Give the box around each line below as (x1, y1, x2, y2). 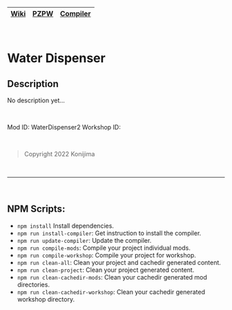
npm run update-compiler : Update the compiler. (17, 236, 152, 244)
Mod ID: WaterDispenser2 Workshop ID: (7, 123, 121, 131)
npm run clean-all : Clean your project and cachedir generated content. (17, 258, 221, 266)
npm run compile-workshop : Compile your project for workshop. (17, 250, 197, 259)
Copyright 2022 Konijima (23, 150, 95, 158)
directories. (17, 280, 50, 289)
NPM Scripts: (7, 203, 66, 215)
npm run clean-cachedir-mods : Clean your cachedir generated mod (17, 273, 207, 281)
